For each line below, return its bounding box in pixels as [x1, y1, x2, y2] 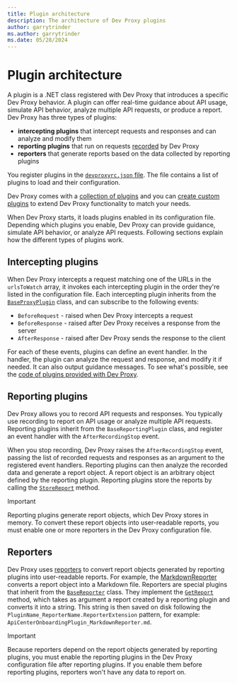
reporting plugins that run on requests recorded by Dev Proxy [17, 142, 200, 151]
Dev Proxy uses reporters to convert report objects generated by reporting [7, 565, 225, 573]
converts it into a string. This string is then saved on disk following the [7, 602, 212, 611]
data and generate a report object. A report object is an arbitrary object [7, 468, 215, 476]
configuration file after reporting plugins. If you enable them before [7, 660, 203, 669]
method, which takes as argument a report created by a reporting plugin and [7, 595, 230, 604]
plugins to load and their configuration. [7, 178, 121, 187]
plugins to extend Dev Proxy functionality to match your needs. [7, 200, 191, 208]
